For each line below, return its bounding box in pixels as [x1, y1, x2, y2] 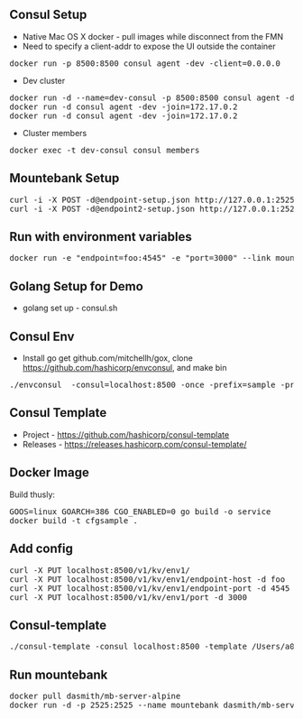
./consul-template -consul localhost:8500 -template [9, 641, 248, 652]
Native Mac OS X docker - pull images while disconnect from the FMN [22, 31, 284, 41]
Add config [9, 541, 74, 557]
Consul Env [9, 328, 75, 344]
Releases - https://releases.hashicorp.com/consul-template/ [22, 438, 247, 449]
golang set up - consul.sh [22, 302, 118, 314]
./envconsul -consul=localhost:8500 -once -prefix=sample [9, 380, 277, 391]
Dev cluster [22, 75, 66, 86]
